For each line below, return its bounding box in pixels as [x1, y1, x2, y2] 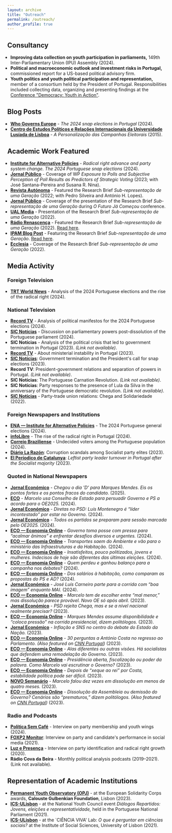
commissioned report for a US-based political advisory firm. [10, 70, 136, 76]
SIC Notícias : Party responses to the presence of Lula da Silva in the [10, 383, 154, 389]
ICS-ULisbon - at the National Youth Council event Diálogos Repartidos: [10, 801, 161, 807]
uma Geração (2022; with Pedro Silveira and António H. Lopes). [10, 193, 144, 199]
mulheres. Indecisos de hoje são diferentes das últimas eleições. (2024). [10, 554, 162, 560]
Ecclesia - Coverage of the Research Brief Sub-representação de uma [10, 241, 158, 247]
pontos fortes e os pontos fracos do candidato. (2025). [10, 489, 126, 496]
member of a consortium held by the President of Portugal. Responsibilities [10, 81, 167, 88]
